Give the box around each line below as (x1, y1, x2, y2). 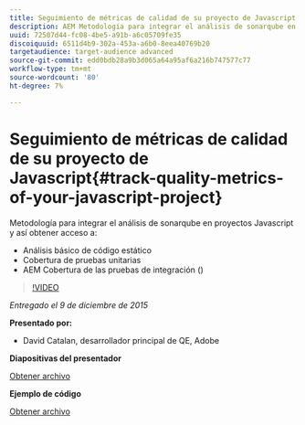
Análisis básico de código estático (22, 244, 152, 256)
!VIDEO (31, 282, 59, 292)
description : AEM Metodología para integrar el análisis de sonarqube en (9, 22, 297, 31)
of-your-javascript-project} (9, 186, 223, 207)
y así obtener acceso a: (9, 227, 98, 238)
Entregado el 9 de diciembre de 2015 (9, 299, 149, 311)
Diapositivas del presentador (9, 353, 121, 364)
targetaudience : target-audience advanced (9, 48, 174, 57)
